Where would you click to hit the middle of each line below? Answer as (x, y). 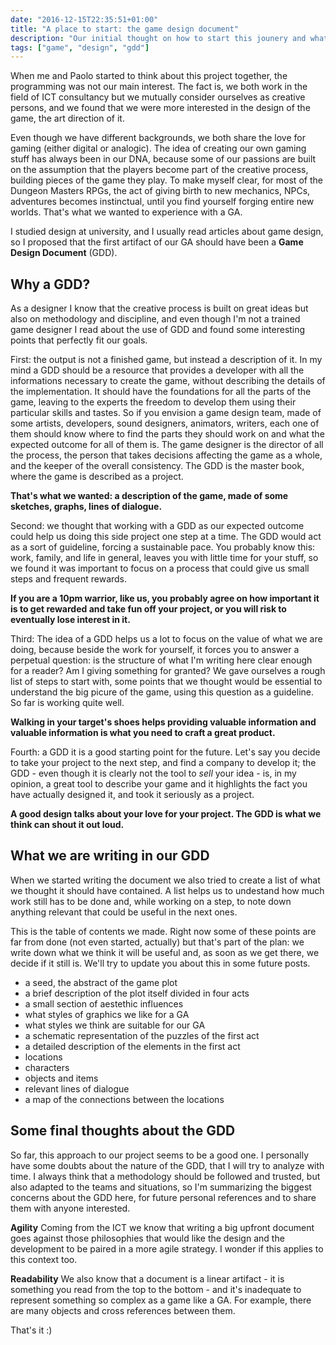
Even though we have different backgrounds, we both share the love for (158, 138)
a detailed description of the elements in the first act (132, 1046)
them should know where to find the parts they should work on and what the (167, 434)
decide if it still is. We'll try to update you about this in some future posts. (160, 963)
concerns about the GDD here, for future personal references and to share (163, 1197)
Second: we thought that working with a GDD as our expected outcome (157, 526)
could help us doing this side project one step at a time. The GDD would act (166, 537)
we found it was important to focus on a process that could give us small (160, 568)
